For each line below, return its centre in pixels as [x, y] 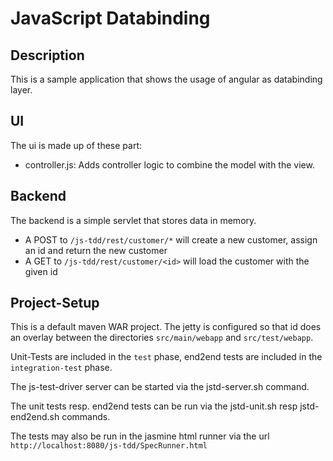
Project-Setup [55, 303]
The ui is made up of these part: [76, 145]
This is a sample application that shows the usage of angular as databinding [166, 79]
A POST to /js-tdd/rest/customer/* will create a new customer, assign [171, 239]
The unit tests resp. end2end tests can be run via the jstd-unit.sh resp [154, 406]
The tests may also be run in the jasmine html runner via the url [140, 436]
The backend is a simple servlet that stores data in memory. [133, 220]
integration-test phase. [61, 368]
